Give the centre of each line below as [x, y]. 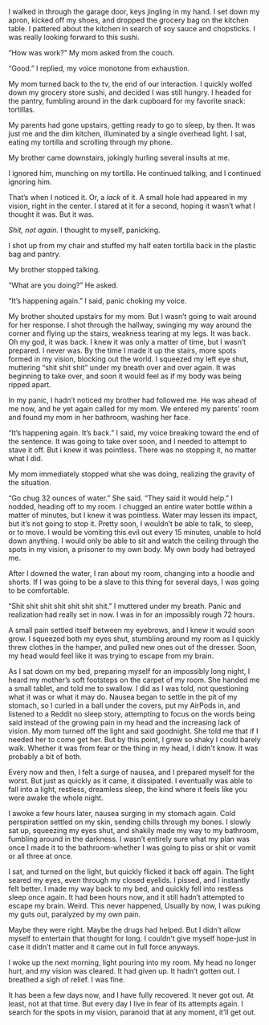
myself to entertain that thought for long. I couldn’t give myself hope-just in [132, 938]
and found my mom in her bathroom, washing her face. [100, 417]
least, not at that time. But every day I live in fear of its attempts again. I [126, 1004]
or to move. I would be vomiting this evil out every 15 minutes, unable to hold [135, 532]
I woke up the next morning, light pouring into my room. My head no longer [132, 962]
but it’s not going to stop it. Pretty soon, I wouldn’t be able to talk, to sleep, [131, 524]
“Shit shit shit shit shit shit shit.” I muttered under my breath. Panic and [125, 606]
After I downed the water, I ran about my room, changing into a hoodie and [132, 573]
